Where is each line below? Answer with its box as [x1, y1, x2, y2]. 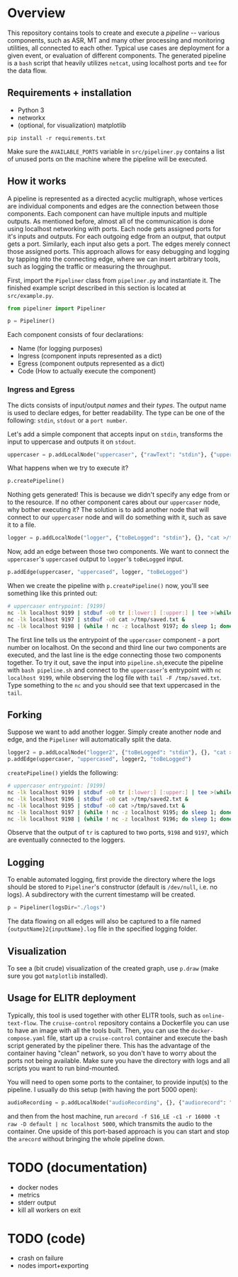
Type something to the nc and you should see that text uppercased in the [7, 680, 220, 689]
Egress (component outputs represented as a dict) [17, 359, 165, 368]
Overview [7, 5, 66, 21]
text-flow [7, 1020, 37, 1027]
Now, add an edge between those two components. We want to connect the [7, 547, 229, 556]
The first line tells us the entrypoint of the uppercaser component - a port [7, 635, 220, 644]
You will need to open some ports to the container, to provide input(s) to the [7, 1077, 229, 1086]
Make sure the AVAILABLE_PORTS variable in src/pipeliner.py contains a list [7, 147, 225, 156]
